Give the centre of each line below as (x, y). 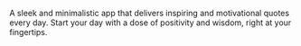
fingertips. (28, 32)
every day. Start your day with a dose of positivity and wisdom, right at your (150, 23)
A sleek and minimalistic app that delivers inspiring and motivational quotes (150, 13)
